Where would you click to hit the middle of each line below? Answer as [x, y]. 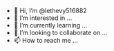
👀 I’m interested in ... [43, 18]
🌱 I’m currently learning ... [50, 25]
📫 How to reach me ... [46, 40]
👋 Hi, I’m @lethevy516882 [50, 11]
